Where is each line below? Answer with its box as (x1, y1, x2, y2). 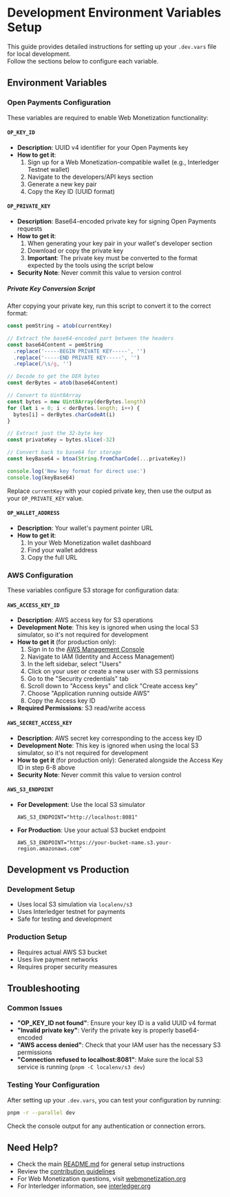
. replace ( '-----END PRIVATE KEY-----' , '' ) (13, 354, 140, 361)
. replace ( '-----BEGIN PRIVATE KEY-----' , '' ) (13, 347, 147, 355)
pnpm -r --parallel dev (7, 1109, 76, 1116)
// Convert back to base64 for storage (7, 449, 122, 456)
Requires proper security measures (17, 962, 118, 971)
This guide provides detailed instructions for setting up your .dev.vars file (7, 42, 217, 50)
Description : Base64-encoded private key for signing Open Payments (17, 217, 217, 226)
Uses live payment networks (17, 955, 98, 964)
